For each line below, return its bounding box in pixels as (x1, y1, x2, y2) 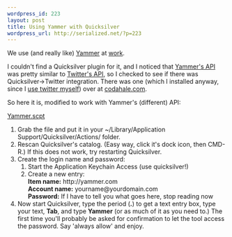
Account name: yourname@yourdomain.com (27, 185, 158, 193)
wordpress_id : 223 (7, 10, 61, 17)
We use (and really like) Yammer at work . (7, 49, 125, 57)
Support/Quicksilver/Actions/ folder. (17, 133, 121, 141)
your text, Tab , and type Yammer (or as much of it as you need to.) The (17, 207, 223, 215)
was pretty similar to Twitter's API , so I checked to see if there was (7, 70, 199, 78)
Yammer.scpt (7, 112, 45, 120)
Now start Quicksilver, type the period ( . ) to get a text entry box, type (17, 200, 216, 208)
